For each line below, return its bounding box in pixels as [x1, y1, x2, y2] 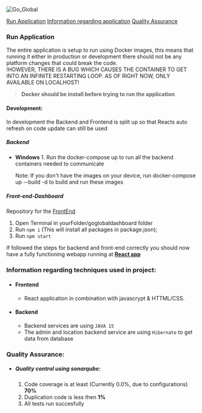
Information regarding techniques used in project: [6, 266, 157, 274]
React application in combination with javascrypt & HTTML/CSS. [24, 294, 185, 302]
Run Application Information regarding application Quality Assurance [6, 18, 178, 24]
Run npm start [15, 232, 52, 240]
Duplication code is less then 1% [24, 393, 106, 401]
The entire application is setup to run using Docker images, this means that [6, 46, 194, 54]
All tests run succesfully [24, 400, 84, 407]
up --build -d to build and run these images [15, 178, 124, 186]
